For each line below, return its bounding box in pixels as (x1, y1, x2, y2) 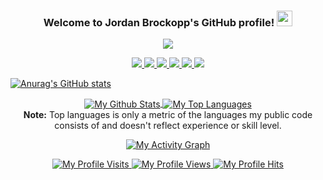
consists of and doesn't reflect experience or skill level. (54, 119, 282, 131)
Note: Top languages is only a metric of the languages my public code (23, 108, 313, 120)
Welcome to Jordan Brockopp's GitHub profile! (43, 15, 275, 29)
